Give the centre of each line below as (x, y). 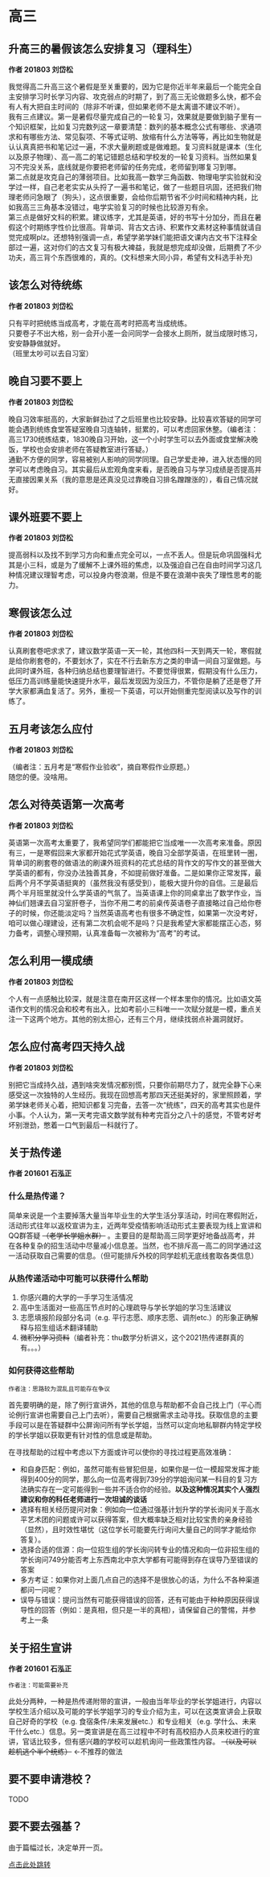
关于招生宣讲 (40, 1647)
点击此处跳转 (29, 1864)
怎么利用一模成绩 (51, 961)
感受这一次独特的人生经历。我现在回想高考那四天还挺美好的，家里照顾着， (131, 1095)
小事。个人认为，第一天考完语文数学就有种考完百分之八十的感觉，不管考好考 (135, 1115)
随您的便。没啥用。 (40, 777)
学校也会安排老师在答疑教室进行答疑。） (87, 449)
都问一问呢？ (41, 1590)
